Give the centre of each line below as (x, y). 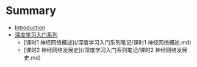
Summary (31, 11)
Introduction (30, 27)
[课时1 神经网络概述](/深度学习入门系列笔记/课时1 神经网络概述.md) (107, 42)
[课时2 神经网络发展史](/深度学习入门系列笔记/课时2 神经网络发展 (105, 50)
